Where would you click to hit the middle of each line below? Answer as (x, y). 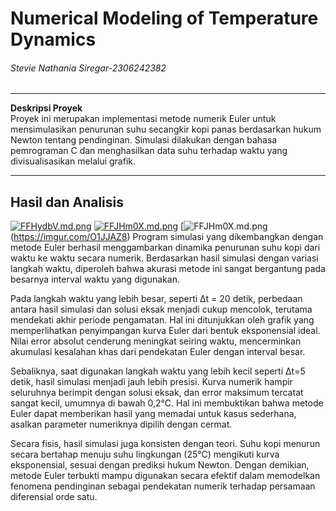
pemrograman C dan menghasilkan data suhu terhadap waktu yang (149, 151)
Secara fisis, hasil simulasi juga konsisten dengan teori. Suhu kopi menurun (165, 444)
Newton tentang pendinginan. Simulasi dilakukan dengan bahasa (144, 140)
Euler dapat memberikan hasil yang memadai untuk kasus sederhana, (153, 414)
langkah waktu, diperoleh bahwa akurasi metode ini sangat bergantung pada (168, 269)
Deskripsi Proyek (46, 108)
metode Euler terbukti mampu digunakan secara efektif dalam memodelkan (165, 476)
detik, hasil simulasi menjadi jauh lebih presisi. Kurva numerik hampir (151, 382)
